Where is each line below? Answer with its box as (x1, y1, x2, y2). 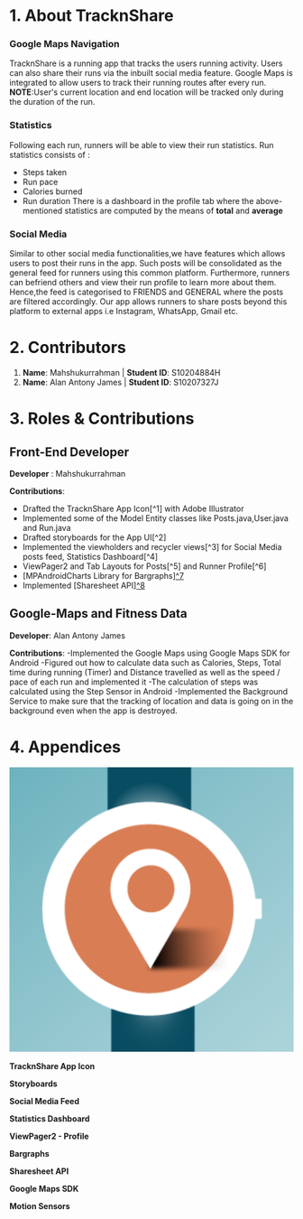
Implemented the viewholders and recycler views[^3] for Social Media (22, 542, 282, 553)
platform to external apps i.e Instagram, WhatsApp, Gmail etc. (9, 306, 239, 317)
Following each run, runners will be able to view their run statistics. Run (9, 139, 274, 150)
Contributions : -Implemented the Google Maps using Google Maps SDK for (9, 647, 290, 658)
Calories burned (22, 186, 83, 197)
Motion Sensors (9, 1200, 70, 1211)
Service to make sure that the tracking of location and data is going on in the (9, 695, 294, 706)
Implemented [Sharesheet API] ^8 (22, 580, 146, 591)
